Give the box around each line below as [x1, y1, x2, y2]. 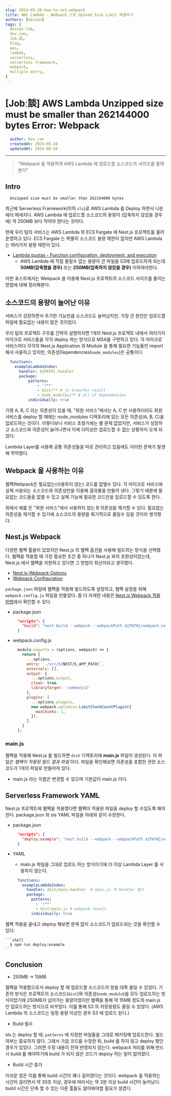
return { [22, 652, 41, 657]
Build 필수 [12, 1021, 33, 1027]
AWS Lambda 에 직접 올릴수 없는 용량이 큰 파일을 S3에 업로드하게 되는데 [20, 258, 165, 264]
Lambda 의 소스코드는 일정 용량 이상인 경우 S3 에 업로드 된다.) [5, 1010, 130, 1016]
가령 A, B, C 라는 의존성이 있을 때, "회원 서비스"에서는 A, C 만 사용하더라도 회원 [5, 407, 163, 413]
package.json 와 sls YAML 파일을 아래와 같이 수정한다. [16, 812, 126, 818]
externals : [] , [26, 666, 59, 671]
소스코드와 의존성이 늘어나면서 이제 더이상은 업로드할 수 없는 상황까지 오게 [10, 426, 158, 432]
